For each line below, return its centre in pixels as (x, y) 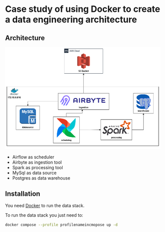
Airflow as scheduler (33, 157)
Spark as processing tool (37, 168)
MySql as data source (34, 173)
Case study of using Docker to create (83, 9)
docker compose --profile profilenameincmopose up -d (62, 225)
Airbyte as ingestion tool (37, 162)
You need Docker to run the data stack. (45, 206)
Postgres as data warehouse (41, 178)
